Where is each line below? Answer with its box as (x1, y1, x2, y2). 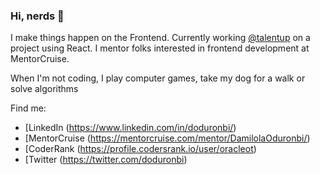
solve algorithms (10, 83, 79, 95)
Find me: (10, 102, 47, 114)
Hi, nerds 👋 (10, 9, 65, 23)
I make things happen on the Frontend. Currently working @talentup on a (10, 32, 311, 44)
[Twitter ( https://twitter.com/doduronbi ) (24, 154, 188, 166)
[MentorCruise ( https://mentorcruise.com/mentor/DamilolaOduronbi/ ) (24, 132, 311, 144)
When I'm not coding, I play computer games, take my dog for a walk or (10, 72, 306, 84)
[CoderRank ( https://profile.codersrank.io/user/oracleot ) (24, 143, 257, 155)
